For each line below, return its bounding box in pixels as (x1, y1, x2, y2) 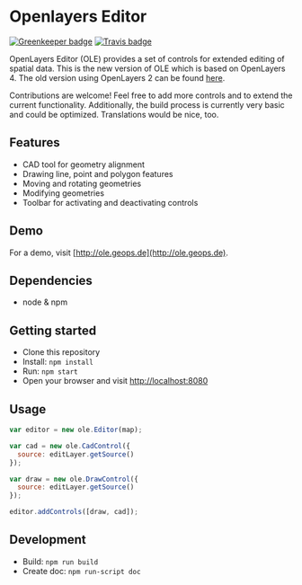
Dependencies (9, 272, 93, 288)
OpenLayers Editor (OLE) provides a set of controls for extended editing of (9, 53, 285, 64)
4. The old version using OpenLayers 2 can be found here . (9, 72, 226, 83)
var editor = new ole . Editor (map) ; (9, 425, 143, 434)
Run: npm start (22, 366, 78, 377)
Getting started (9, 323, 97, 338)
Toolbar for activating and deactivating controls (22, 197, 199, 208)
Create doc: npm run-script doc (22, 565, 141, 576)
